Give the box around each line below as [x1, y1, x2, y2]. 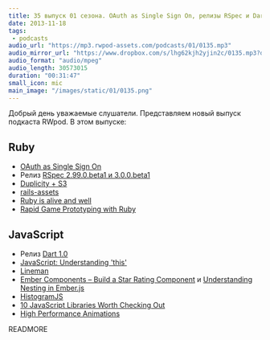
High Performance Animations [19, 309, 121, 318]
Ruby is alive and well [19, 196, 92, 206]
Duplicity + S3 [19, 178, 67, 189]
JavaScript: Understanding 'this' [19, 258, 127, 267]
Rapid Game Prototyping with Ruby [19, 204, 137, 214]
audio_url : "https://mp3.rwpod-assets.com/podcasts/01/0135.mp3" [8, 42, 231, 50]
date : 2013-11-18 [8, 19, 67, 27]
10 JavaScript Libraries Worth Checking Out [19, 301, 166, 309]
